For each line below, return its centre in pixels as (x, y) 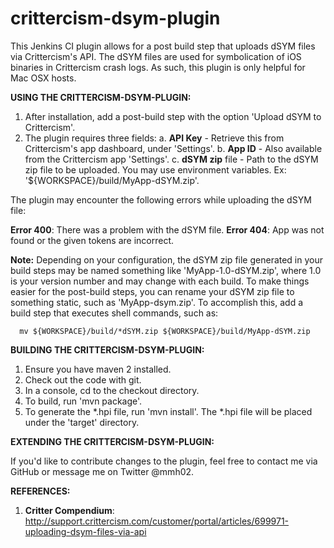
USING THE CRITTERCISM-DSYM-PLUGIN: (101, 97)
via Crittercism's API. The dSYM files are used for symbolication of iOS (156, 56)
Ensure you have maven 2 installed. (98, 369)
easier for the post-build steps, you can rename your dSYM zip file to (152, 291)
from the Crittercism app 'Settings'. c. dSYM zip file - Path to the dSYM (171, 159)
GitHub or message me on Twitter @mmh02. (102, 471)
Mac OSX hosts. (43, 78)
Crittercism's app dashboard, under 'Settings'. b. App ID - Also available (173, 148)
